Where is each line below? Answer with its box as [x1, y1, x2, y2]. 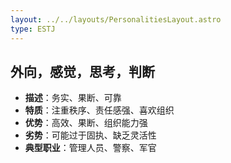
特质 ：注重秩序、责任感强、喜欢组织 [24, 104, 175, 116]
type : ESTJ [10, 24, 56, 34]
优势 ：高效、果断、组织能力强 [24, 117, 148, 129]
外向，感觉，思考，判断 [10, 63, 155, 80]
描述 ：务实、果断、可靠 [24, 92, 122, 104]
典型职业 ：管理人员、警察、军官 [24, 142, 157, 154]
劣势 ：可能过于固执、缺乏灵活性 [24, 129, 157, 141]
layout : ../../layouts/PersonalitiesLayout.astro [10, 14, 222, 25]
